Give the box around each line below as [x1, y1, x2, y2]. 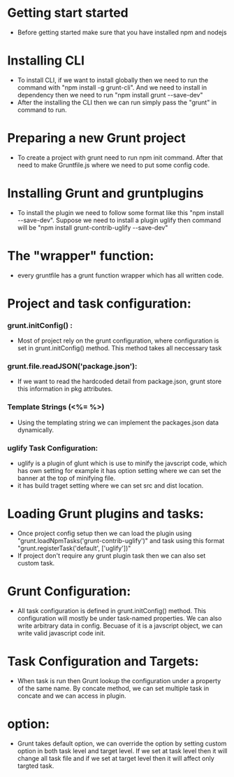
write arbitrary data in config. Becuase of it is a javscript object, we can [17, 621, 223, 630]
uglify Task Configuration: [7, 443, 98, 453]
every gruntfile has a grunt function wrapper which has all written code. [17, 271, 224, 280]
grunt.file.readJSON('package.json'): [7, 362, 138, 371]
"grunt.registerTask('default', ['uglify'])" [17, 544, 131, 552]
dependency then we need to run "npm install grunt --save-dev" [17, 90, 203, 99]
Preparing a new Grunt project [7, 130, 187, 146]
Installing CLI [7, 53, 85, 69]
